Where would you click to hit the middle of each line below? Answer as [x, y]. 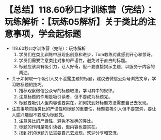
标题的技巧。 [33, 84]
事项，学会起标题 [47, 34]
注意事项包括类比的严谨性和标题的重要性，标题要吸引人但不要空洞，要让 [84, 109]
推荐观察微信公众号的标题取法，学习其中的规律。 [68, 90]
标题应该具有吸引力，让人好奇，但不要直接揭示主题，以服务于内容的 [87, 66]
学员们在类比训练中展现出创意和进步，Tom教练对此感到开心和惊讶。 [87, 54]
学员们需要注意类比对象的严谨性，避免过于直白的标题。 [74, 60]
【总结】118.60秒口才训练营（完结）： [80, 10]
